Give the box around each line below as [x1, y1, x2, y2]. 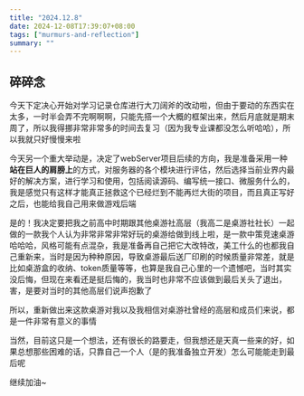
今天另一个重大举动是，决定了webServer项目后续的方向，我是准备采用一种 [9, 153, 288, 164]
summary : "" [9, 38, 54, 48]
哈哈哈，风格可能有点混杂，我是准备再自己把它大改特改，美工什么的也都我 [9, 240, 287, 251]
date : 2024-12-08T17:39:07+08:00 [9, 22, 136, 31]
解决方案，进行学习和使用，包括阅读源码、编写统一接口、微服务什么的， [24, 175, 295, 186]
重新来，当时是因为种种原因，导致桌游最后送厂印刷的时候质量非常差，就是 [16, 251, 295, 262]
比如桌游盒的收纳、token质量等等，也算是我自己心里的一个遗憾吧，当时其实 [9, 263, 292, 274]
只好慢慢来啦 [33, 134, 81, 145]
